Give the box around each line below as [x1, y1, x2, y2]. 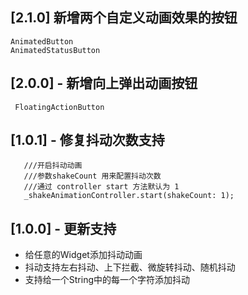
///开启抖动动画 [23, 161, 83, 171]
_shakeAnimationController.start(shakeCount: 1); [23, 191, 235, 201]
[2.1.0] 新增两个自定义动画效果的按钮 [10, 9, 238, 27]
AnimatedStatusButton [10, 45, 101, 55]
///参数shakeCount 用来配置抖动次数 [23, 171, 162, 182]
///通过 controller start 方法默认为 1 [23, 182, 180, 192]
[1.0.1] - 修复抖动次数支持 [10, 132, 165, 149]
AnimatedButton [10, 36, 74, 47]
